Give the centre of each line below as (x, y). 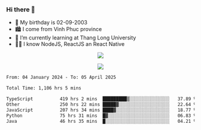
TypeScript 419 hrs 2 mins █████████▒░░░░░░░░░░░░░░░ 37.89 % (101, 99)
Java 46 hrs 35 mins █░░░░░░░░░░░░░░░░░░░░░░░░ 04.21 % (101, 121)
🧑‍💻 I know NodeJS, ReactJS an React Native (70, 44)
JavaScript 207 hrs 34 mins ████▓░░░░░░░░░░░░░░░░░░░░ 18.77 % (101, 110)
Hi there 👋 (21, 10)
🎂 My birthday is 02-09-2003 (51, 23)
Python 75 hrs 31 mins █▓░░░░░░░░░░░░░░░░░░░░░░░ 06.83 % (101, 116)
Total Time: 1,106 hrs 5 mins (44, 88)
